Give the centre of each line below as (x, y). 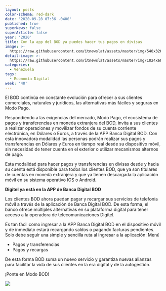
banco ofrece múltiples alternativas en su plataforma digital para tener (77, 209)
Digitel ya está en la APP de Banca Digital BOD (53, 189)
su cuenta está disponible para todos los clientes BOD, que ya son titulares (81, 169)
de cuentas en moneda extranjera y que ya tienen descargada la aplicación (82, 174)
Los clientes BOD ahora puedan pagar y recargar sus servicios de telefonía (82, 199)
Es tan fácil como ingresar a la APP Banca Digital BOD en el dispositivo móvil (83, 224)
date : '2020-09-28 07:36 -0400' (38, 19)
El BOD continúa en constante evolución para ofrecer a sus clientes (74, 97)
